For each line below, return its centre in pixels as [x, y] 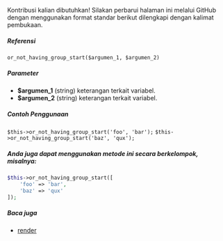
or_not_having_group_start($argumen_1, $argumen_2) [83, 57]
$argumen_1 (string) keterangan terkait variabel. [86, 91]
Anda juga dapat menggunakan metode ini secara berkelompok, [103, 153]
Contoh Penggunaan [38, 114]
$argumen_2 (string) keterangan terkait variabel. [87, 98]
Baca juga [22, 212]
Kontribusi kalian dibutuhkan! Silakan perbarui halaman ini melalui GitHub [112, 10]
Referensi [22, 40]
